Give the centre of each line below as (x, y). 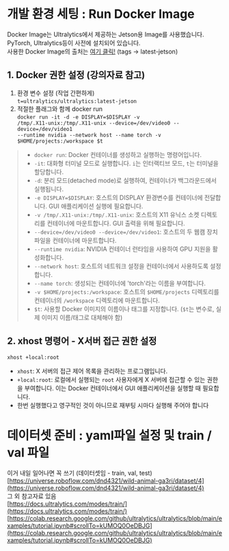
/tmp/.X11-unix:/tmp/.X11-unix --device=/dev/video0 (94, 123)
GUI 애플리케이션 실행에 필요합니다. (96, 206)
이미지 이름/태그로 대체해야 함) (82, 317)
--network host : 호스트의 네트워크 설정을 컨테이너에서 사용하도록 (121, 266)
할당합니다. (49, 171)
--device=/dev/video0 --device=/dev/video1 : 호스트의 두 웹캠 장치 (126, 232)
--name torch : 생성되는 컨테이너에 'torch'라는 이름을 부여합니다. (120, 283)
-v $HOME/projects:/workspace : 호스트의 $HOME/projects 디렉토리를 (127, 291)
